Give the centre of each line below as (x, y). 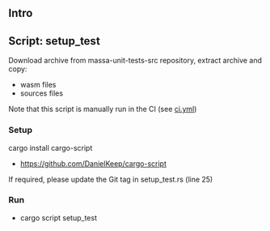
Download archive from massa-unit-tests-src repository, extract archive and (135, 61)
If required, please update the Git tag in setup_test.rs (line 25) (111, 179)
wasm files (38, 85)
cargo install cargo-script (51, 148)
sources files (41, 93)
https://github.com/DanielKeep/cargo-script (93, 163)
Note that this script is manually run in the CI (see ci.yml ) (103, 109)
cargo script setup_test (58, 217)
